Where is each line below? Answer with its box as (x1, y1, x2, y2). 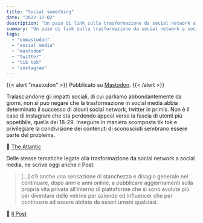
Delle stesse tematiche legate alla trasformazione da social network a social (6, 155, 195, 162)
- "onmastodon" (11, 37, 50, 43)
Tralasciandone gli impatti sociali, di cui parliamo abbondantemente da (6, 93, 182, 100)
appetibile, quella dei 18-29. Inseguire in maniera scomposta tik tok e (6, 119, 178, 126)
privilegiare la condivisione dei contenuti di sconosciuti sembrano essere (6, 125, 188, 133)
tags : (6, 31, 20, 37)
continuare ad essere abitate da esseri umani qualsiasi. (21, 198, 158, 206)
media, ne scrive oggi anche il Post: (6, 161, 95, 169)
